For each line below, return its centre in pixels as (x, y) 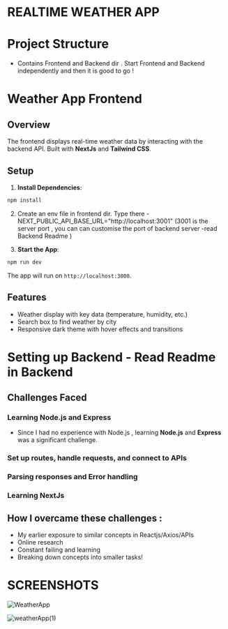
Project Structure (58, 44)
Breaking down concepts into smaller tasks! (80, 557)
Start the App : (38, 249)
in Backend (40, 372)
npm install (24, 200)
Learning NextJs (36, 496)
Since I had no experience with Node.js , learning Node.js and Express (119, 432)
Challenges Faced (47, 398)
